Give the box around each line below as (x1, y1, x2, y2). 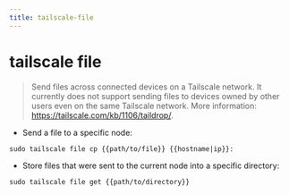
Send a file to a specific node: (21, 127, 132, 138)
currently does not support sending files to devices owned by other (30, 90, 280, 101)
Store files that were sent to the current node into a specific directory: (21, 160, 280, 171)
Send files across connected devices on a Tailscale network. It (30, 81, 262, 92)
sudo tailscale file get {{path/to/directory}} (9, 177, 191, 186)
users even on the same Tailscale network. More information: (30, 100, 258, 111)
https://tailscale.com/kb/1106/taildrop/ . (30, 109, 174, 121)
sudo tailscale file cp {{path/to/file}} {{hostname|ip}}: (9, 144, 234, 153)
